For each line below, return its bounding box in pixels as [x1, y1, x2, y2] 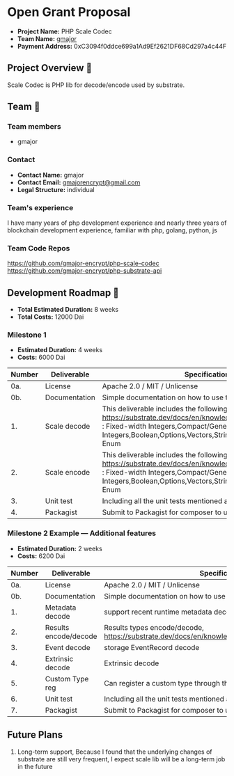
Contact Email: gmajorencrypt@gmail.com [17, 178, 141, 187]
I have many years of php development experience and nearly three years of [7, 219, 227, 227]
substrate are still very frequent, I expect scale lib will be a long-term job [17, 754, 226, 763]
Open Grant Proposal [7, 4, 131, 20]
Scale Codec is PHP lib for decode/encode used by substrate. [7, 81, 185, 89]
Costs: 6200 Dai [17, 551, 65, 560]
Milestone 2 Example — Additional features [7, 528, 157, 538]
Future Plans [7, 729, 63, 741]
